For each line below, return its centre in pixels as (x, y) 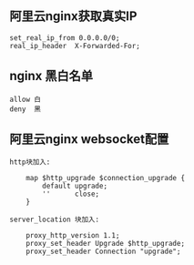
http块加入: (30, 162)
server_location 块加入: (55, 220)
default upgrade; (75, 186)
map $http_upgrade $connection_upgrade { (105, 178)
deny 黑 (25, 109)
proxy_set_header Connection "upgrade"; (103, 252)
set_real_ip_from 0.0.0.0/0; (65, 38)
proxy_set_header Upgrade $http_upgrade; (105, 244)
